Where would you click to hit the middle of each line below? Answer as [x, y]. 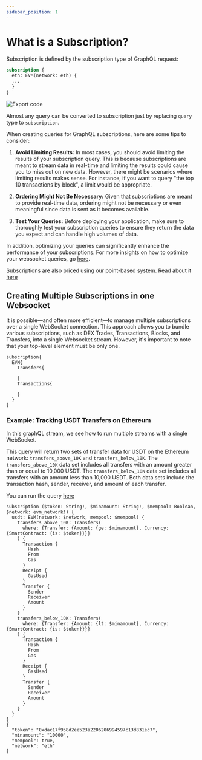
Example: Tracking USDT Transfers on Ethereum [79, 420]
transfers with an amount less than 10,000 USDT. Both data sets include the [100, 478]
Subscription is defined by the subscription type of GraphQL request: [92, 59]
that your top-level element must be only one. [63, 346]
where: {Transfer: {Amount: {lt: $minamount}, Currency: [96, 624]
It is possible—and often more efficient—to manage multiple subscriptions [99, 320]
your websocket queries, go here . [48, 258]
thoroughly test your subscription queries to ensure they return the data [104, 227]
